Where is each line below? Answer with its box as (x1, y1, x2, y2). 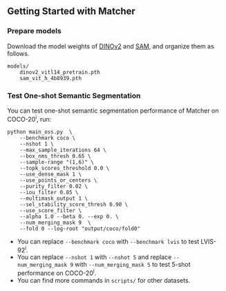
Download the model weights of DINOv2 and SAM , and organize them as (7, 41, 214, 50)
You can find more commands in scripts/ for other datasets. (17, 276, 191, 284)
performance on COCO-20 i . (17, 267, 97, 277)
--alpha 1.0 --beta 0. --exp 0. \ (19, 213, 119, 220)
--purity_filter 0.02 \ (19, 182, 88, 189)
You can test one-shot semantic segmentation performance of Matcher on (7, 106, 219, 115)
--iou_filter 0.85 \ (19, 189, 79, 196)
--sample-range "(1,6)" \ (19, 158, 95, 165)
